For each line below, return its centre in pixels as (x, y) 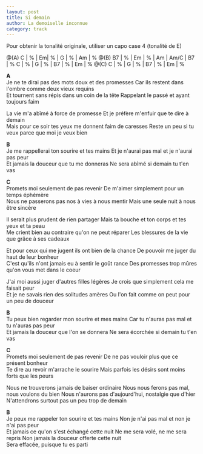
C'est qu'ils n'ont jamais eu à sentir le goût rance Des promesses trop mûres (101, 264)
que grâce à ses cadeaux (38, 239)
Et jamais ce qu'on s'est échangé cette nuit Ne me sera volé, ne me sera (96, 432)
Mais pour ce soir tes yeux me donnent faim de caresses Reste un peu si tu (100, 126)
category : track (27, 29)
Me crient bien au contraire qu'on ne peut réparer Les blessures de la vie (97, 232)
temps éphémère (28, 195)
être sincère (21, 208)
